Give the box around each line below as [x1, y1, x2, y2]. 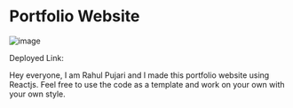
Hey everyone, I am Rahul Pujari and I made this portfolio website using [9, 69, 270, 81]
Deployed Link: [9, 52, 64, 63]
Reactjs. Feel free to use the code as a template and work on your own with [9, 79, 286, 89]
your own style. [9, 89, 67, 99]
